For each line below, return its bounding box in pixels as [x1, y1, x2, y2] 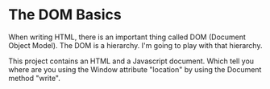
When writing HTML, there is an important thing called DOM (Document [8, 32, 246, 42]
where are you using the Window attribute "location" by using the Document [8, 64, 262, 74]
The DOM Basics [8, 6, 123, 24]
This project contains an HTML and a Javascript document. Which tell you [8, 56, 255, 66]
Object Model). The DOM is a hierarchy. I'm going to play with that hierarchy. [8, 40, 263, 50]
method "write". [8, 73, 60, 83]
